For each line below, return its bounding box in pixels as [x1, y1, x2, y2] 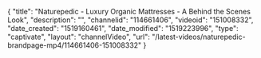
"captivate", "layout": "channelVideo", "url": [7, 32, 151, 41]
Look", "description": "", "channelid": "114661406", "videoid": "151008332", [7, 15, 254, 25]
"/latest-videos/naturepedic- [152, 32, 246, 41]
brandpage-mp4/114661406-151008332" [7, 41, 142, 50]
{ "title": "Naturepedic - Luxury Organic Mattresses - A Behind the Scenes [7, 7, 251, 16]
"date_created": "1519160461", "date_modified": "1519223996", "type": [7, 24, 239, 33]
